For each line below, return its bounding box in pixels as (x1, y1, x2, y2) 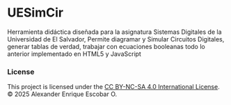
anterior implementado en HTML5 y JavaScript (7, 50, 141, 58)
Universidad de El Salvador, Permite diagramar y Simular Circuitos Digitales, (7, 35, 225, 43)
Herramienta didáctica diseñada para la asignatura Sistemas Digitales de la (7, 28, 222, 36)
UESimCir (7, 5, 64, 21)
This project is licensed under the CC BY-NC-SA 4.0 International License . (7, 83, 221, 91)
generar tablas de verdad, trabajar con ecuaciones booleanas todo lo (7, 42, 205, 50)
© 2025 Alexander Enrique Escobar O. (7, 90, 118, 98)
